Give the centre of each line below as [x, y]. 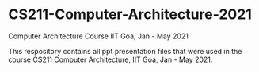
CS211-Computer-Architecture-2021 [130, 14]
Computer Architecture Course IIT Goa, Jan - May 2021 [98, 36]
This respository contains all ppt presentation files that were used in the [125, 51]
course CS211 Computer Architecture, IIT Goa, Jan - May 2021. [110, 59]
